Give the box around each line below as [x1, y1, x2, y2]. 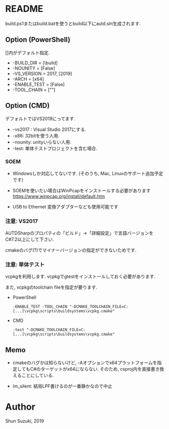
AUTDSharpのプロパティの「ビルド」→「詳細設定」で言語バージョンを [5, 230, 154, 236]
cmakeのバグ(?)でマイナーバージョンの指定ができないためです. [5, 247, 137, 254]
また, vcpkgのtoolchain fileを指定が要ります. [5, 284, 98, 291]
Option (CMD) [5, 101, 50, 110]
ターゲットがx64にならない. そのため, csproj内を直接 [40, 366, 151, 372]
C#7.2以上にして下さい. [5, 236, 54, 242]
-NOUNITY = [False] [12, 65, 56, 71]
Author [5, 401, 35, 413]
